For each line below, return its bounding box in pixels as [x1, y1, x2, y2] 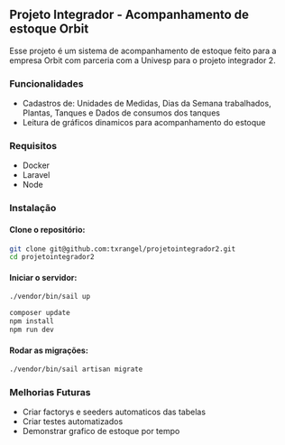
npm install [9, 317, 54, 326]
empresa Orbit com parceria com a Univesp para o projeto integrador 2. [9, 54, 277, 66]
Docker [22, 160, 51, 171]
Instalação [9, 202, 57, 215]
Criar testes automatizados [22, 416, 124, 427]
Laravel [22, 170, 51, 181]
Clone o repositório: [9, 224, 86, 235]
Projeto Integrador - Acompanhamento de [9, 7, 250, 23]
